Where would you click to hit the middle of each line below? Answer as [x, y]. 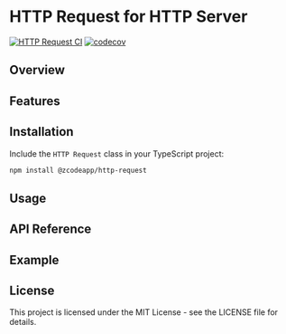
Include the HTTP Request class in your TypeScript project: [117, 153]
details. [23, 322]
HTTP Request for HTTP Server [129, 17]
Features [35, 101]
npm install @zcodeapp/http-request [78, 170]
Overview [37, 70]
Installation [42, 132]
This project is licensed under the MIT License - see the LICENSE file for [143, 312]
